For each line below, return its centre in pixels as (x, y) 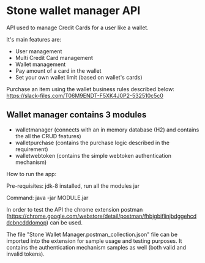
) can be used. (64, 222)
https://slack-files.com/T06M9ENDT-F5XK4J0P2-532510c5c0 (85, 95)
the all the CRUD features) (48, 136)
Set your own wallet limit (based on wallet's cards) (79, 77)
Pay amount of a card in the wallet (58, 70)
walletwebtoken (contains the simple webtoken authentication (93, 155)
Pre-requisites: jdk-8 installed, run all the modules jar (73, 186)
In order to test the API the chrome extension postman (75, 209)
